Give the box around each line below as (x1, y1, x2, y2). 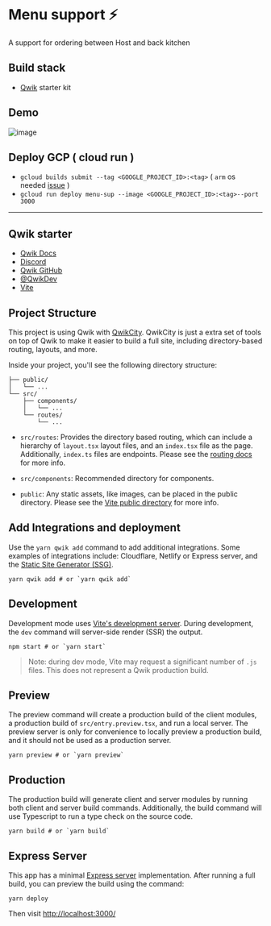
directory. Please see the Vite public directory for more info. (19, 498, 219, 507)
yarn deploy (8, 895, 48, 903)
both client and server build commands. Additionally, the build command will (8, 803, 262, 813)
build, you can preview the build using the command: (8, 879, 185, 889)
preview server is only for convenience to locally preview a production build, (8, 727, 262, 737)
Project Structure (8, 306, 97, 320)
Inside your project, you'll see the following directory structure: (8, 360, 218, 370)
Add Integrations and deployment (8, 521, 181, 535)
